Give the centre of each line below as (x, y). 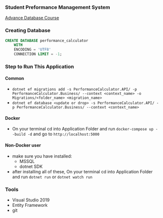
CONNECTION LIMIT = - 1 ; (38, 54)
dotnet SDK (31, 166)
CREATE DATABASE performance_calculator (47, 40)
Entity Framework (30, 205)
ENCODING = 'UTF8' (32, 50)
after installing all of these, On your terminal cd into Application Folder (82, 171)
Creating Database (28, 31)
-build (19, 135)
